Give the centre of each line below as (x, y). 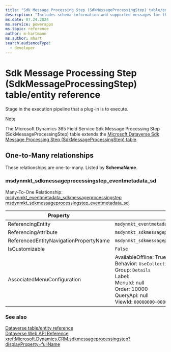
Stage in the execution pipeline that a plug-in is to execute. (67, 109)
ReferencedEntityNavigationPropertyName (59, 240)
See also (16, 317)
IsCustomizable (26, 249)
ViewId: (124, 302)
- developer (23, 48)
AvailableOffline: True (140, 257)
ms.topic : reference (27, 29)
